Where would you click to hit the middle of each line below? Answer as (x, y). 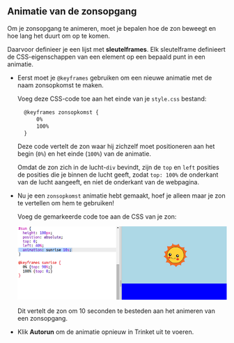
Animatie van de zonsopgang (72, 12)
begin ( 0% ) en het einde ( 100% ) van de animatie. (84, 154)
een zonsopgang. (42, 318)
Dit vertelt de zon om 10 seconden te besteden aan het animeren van (116, 311)
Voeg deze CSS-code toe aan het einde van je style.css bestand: (112, 98)
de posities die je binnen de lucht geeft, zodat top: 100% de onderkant (118, 175)
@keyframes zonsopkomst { (61, 112)
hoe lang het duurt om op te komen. (58, 36)
